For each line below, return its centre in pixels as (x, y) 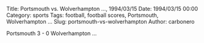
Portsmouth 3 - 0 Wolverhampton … (52, 33)
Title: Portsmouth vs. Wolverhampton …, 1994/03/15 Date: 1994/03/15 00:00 (102, 9)
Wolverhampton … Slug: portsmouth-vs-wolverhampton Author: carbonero (100, 21)
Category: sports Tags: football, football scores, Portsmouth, (82, 15)
